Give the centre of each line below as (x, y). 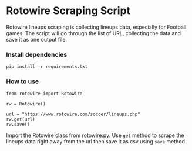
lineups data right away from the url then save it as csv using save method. (96, 141)
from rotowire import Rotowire (44, 94)
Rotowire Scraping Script (68, 11)
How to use (23, 81)
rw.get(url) (21, 119)
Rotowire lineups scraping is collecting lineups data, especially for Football (96, 27)
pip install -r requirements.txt (47, 67)
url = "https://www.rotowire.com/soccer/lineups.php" (73, 114)
